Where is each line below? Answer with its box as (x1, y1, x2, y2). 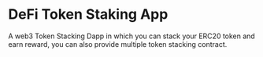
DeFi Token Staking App (8, 5, 169, 23)
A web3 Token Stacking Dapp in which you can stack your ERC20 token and (8, 31, 256, 41)
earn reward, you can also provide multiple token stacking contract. (8, 39, 228, 48)
